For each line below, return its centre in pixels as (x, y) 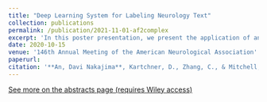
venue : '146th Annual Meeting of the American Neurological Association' (133, 52)
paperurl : (25, 60)
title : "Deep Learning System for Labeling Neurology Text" (110, 15)
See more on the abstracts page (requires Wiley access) (101, 89)
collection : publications (51, 23)
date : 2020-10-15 (37, 45)
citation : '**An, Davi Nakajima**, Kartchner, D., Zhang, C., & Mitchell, (135, 67)
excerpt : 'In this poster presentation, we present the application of (129, 38)
